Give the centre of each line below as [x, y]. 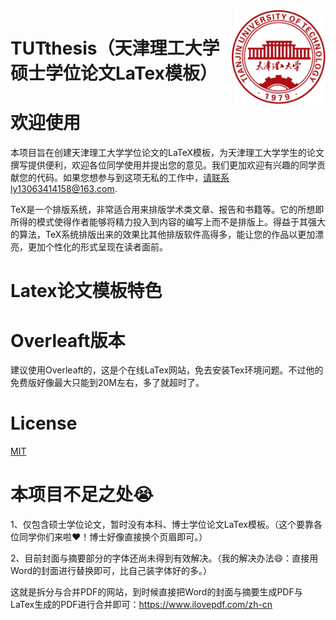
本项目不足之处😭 [82, 495]
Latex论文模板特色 [86, 291]
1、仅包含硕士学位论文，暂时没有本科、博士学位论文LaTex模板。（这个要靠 [162, 525]
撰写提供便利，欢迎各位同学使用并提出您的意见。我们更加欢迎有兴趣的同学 [163, 165]
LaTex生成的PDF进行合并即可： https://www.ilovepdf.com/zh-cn [141, 605]
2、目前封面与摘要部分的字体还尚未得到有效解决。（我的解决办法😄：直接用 [164, 558]
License [44, 423]
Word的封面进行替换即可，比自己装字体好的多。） [111, 571]
